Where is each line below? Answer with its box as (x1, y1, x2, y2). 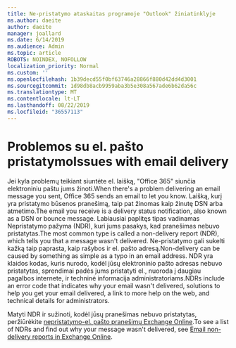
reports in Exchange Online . (32, 332, 113, 341)
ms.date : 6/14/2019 (7, 37, 65, 44)
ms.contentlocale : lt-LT (7, 96, 80, 103)
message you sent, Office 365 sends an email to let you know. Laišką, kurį (7, 191, 223, 200)
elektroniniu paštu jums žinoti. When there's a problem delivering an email (7, 184, 221, 193)
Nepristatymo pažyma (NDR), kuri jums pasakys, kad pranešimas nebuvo (7, 221, 220, 230)
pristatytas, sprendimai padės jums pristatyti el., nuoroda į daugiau (7, 266, 201, 275)
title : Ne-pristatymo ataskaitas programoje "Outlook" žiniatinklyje (7, 10, 216, 18)
